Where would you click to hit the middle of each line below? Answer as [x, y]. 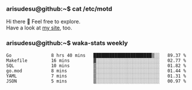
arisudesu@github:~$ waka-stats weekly [67, 43]
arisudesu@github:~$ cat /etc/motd [59, 9]
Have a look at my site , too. [39, 28]
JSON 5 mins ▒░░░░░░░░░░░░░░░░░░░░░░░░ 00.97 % [96, 81]
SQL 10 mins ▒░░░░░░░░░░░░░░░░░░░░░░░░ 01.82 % [96, 66]
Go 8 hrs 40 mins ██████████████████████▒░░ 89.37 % [96, 55]
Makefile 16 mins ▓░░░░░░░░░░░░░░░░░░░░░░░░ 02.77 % [96, 61]
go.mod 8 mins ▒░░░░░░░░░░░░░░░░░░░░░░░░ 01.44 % [96, 71]
